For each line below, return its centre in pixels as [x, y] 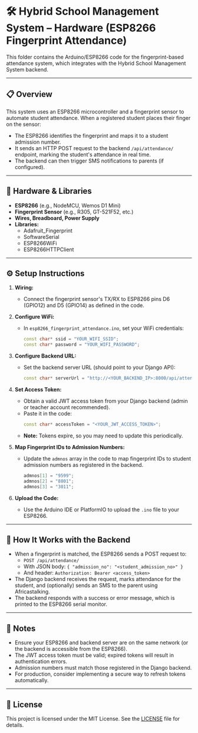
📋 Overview [29, 94]
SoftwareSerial [42, 236]
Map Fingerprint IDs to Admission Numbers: [70, 447]
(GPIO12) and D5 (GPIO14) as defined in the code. [84, 306]
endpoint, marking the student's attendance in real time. [83, 154]
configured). [30, 167]
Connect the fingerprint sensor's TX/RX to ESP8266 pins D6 [97, 299]
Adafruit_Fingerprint [48, 231]
